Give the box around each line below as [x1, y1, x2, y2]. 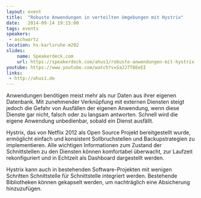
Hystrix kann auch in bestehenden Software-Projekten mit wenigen [6, 166, 172, 173]
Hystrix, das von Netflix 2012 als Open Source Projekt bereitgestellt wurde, [6, 129, 191, 136]
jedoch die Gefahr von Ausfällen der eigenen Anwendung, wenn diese [6, 105, 179, 112]
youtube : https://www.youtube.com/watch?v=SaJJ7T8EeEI [6, 64, 146, 71]
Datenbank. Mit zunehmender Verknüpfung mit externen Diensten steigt [6, 98, 185, 105]
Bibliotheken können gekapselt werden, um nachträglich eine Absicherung [6, 179, 190, 186]
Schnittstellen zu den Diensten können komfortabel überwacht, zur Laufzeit [6, 148, 193, 156]
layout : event [6, 8, 42, 15]
